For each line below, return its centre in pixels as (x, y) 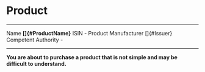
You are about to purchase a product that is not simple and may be (92, 57)
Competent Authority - (35, 40)
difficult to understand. (37, 63)
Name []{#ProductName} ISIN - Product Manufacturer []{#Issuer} (89, 33)
